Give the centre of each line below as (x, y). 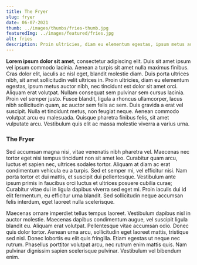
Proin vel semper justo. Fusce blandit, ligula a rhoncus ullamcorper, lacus (94, 98)
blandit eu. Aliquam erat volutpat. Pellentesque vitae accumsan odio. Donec (98, 226)
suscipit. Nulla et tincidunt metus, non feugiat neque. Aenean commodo (93, 111)
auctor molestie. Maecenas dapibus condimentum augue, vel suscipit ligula (97, 220)
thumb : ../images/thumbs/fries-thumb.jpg (57, 28)
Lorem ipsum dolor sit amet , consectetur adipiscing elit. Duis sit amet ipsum (98, 61)
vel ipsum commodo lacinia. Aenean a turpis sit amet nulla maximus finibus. (97, 67)
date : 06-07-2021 (27, 22)
